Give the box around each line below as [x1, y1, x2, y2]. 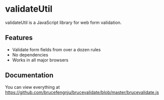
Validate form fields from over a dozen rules [12, 46, 101, 52]
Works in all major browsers [12, 57, 69, 63]
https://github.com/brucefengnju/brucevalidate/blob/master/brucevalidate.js [5, 89, 159, 95]
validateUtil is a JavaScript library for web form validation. [5, 20, 122, 25]
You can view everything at [5, 84, 60, 90]
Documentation [5, 71, 54, 80]
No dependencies [12, 52, 48, 58]
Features [5, 34, 33, 42]
